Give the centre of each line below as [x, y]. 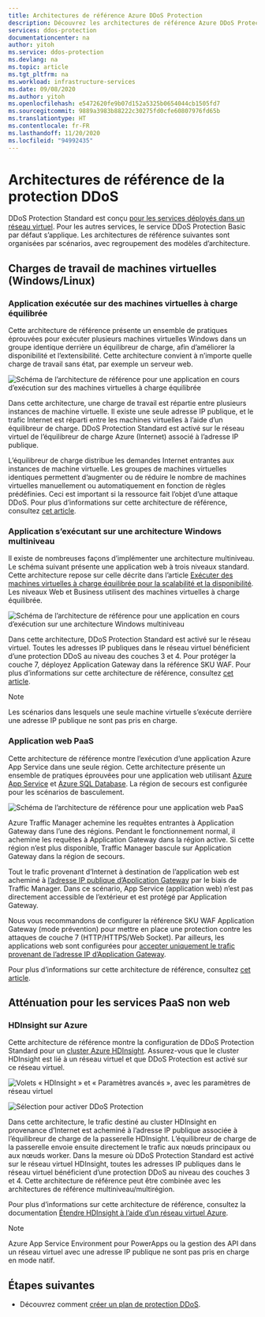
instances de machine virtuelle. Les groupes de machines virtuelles [118, 469]
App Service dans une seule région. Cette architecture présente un [117, 766]
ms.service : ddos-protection [56, 52]
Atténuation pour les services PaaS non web [119, 1003]
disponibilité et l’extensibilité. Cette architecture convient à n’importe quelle [130, 356]
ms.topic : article [38, 67]
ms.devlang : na [33, 60]
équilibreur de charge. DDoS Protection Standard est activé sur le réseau [126, 429]
